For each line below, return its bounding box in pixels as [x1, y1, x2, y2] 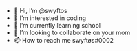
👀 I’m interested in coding [13, 14, 87, 22]
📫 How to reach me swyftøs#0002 [13, 37, 114, 44]
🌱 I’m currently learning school [13, 21, 101, 29]
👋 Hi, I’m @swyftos [13, 7, 67, 14]
